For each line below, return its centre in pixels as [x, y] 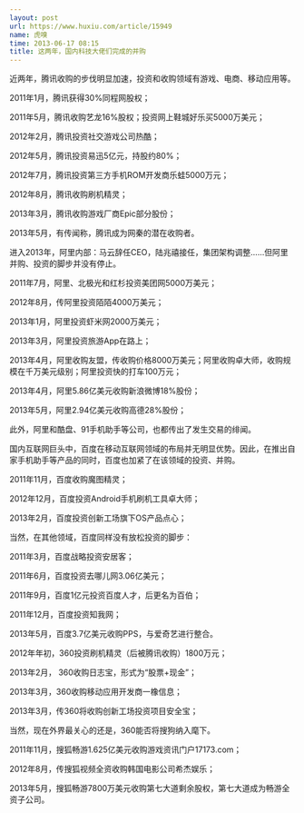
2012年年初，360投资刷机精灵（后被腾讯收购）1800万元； [118, 653]
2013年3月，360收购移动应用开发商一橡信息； [96, 692]
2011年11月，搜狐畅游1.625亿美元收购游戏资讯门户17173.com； [126, 749]
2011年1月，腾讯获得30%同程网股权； [80, 98]
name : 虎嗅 [29, 35]
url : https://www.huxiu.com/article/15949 [91, 26]
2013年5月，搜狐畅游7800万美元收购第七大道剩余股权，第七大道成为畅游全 [150, 788]
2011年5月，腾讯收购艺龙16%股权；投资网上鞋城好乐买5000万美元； [137, 117]
